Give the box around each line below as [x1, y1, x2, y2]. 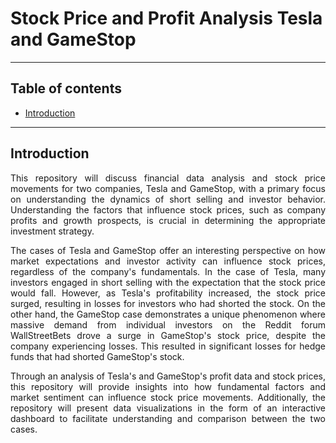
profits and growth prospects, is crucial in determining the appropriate [10, 214, 326, 226]
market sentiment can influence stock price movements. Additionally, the [10, 391, 326, 403]
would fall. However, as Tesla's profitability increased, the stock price [10, 287, 326, 299]
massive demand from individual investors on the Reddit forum [10, 318, 326, 331]
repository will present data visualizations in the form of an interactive [10, 402, 326, 414]
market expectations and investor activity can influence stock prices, [10, 255, 326, 267]
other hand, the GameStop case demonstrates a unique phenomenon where [10, 308, 326, 320]
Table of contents [10, 80, 122, 97]
